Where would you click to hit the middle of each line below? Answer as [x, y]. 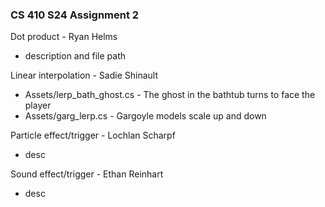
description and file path [75, 56]
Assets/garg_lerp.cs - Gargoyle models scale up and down [145, 116]
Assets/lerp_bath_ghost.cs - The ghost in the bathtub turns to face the [170, 95]
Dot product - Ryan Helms [64, 37]
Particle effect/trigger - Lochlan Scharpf [93, 135]
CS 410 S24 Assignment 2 [75, 15]
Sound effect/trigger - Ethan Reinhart [87, 174]
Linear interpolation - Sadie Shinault [84, 75]
